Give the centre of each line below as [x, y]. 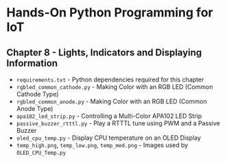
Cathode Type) [37, 94]
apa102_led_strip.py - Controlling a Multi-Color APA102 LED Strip [109, 116]
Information [32, 63]
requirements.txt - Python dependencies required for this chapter [110, 79]
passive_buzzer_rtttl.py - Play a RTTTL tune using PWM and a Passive [118, 123]
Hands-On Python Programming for [110, 13]
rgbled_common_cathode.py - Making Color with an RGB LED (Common [115, 87]
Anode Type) [35, 109]
